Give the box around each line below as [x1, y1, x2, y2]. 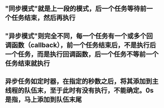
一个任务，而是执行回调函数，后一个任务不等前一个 [5, 50, 159, 58]
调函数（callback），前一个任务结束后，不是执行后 [5, 41, 156, 49]
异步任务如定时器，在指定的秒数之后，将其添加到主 [5, 77, 159, 86]
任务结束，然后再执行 [11, 14, 75, 22]
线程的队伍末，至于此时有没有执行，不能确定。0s [5, 87, 154, 95]
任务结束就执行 [5, 59, 50, 67]
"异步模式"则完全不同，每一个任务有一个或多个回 [5, 32, 153, 40]
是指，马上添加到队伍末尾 [5, 95, 82, 104]
